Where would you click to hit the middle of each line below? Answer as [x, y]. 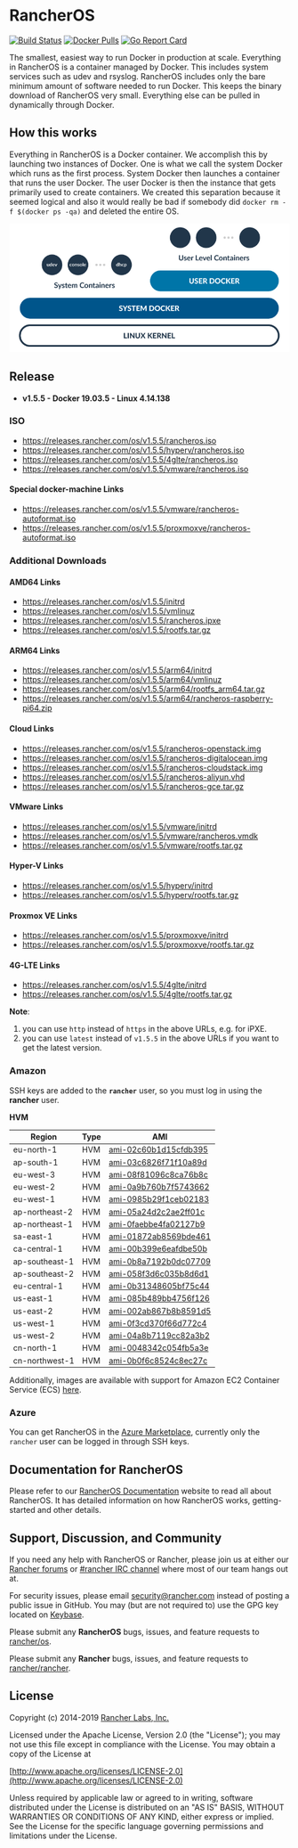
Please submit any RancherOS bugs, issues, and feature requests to [134, 1632]
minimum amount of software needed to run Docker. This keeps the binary [145, 86]
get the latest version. [62, 1048]
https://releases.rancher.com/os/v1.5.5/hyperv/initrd [117, 885]
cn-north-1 [35, 1348]
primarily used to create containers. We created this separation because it [145, 192]
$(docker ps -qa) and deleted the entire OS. [98, 211]
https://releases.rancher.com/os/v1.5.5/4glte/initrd [114, 985]
